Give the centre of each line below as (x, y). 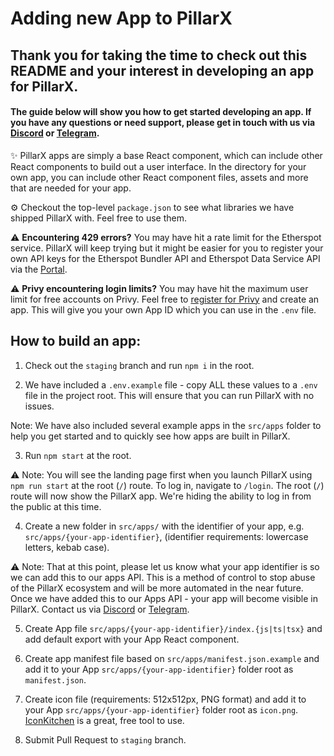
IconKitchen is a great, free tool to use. (104, 720)
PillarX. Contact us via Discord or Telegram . (100, 609)
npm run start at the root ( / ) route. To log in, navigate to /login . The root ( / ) (167, 485)
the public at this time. (56, 506)
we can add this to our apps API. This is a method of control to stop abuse (163, 577)
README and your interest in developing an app (162, 70)
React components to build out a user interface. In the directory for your (158, 166)
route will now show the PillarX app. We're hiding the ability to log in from (161, 496)
